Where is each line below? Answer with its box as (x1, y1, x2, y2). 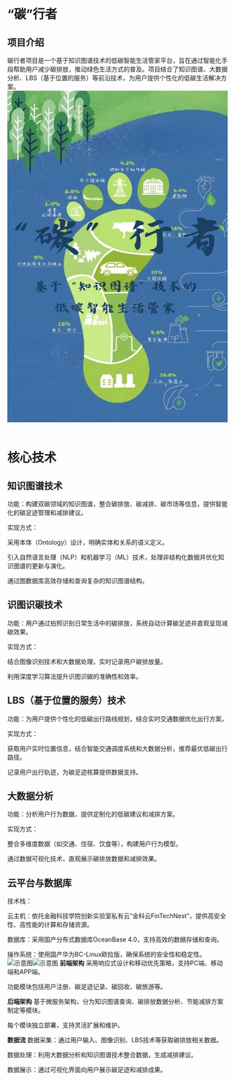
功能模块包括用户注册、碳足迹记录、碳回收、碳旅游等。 (7, 983, 166, 991)
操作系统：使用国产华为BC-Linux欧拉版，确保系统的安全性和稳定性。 (7, 950, 206, 958)
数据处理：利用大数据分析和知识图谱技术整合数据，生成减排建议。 (7, 1051, 197, 1059)
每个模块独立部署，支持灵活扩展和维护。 (7, 1021, 124, 1030)
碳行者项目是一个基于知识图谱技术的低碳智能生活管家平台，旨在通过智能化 (7, 57, 222, 64)
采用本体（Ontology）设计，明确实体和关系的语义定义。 (7, 538, 169, 546)
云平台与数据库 (7, 877, 72, 888)
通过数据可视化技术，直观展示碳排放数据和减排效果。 (7, 854, 161, 863)
